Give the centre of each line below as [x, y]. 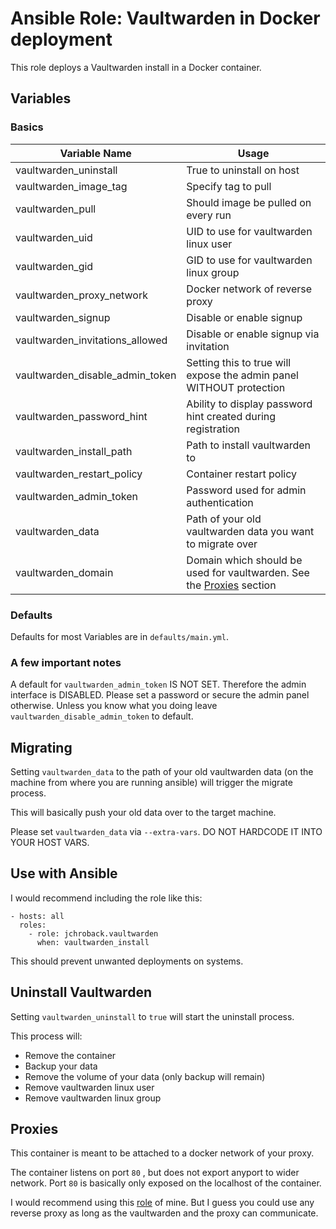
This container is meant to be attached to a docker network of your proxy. [162, 1153]
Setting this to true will [239, 362]
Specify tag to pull [229, 186]
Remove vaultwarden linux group [93, 1098]
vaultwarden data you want [250, 531]
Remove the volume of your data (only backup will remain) [145, 1076]
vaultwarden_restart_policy [79, 474]
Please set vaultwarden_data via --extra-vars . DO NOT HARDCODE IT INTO [166, 832]
